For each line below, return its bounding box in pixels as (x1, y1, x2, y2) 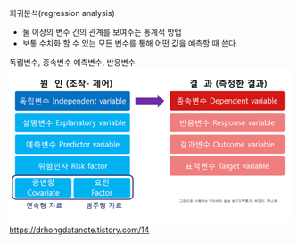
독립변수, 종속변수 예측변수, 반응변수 (9, 57, 136, 67)
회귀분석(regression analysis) (9, 8, 115, 18)
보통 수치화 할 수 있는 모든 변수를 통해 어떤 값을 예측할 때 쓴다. (21, 38, 238, 48)
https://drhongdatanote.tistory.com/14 (9, 224, 150, 235)
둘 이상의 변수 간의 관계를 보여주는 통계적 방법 (21, 27, 182, 38)
